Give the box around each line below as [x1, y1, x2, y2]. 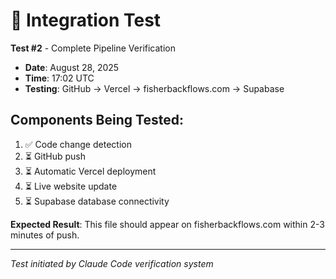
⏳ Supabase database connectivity [24, 195, 170, 207]
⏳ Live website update [24, 180, 118, 192]
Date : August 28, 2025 [24, 61, 120, 73]
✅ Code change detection [24, 138, 132, 150]
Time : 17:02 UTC [24, 72, 95, 84]
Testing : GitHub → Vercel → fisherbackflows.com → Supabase [24, 82, 285, 94]
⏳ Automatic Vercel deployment [24, 165, 157, 177]
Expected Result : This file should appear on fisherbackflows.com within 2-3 [10, 218, 325, 230]
